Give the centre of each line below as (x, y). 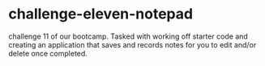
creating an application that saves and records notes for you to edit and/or (132, 44)
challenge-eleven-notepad (100, 14)
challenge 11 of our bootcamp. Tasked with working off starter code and (128, 36)
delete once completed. (48, 53)
